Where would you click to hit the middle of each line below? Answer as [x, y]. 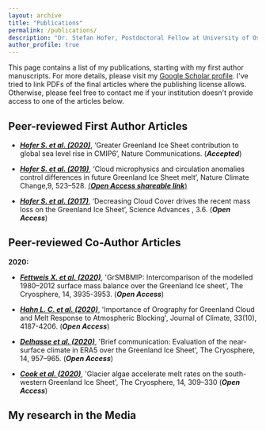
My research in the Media [72, 415]
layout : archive [35, 15]
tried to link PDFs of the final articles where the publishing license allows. [127, 85]
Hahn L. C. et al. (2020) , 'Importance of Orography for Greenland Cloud [137, 309]
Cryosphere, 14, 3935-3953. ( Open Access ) [92, 294]
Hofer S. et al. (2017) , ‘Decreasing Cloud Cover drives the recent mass [135, 201]
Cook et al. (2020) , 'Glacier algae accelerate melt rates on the [121, 374]
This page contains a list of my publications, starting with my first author [126, 67]
